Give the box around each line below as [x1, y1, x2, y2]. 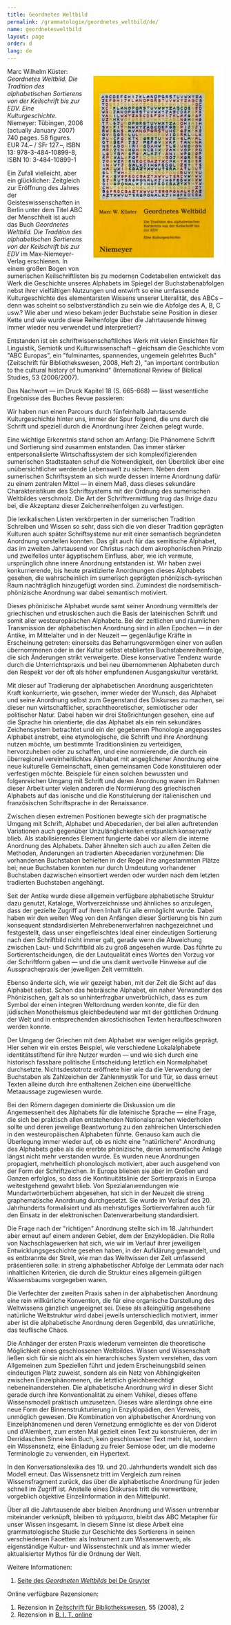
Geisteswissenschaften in [7, 198, 81, 207]
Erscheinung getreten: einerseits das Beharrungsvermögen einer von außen [7, 639, 223, 646]
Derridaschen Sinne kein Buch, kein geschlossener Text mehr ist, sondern [7, 1435, 217, 1443]
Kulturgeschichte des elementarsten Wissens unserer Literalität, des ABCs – [7, 294, 223, 302]
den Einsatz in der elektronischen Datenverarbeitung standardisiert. [7, 1211, 199, 1219]
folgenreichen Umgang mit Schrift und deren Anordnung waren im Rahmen [7, 777, 220, 785]
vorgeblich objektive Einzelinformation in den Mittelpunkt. [7, 1492, 170, 1500]
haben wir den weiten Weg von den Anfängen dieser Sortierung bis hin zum [7, 914, 223, 922]
